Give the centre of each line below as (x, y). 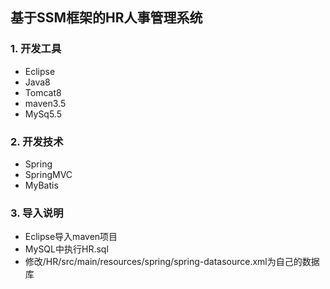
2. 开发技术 (37, 141)
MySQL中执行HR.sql (66, 249)
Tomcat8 (43, 92)
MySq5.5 (43, 114)
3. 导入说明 (37, 213)
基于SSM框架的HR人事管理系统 (106, 18)
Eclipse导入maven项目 (71, 237)
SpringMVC (48, 174)
